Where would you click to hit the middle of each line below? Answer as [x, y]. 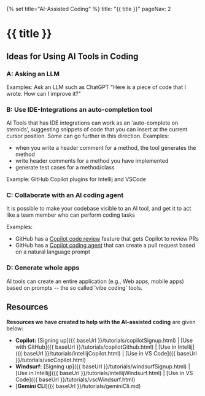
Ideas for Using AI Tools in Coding [72, 56]
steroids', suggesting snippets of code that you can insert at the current [97, 130]
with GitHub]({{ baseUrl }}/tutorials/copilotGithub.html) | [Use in [96, 347]
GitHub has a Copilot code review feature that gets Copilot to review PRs [107, 239]
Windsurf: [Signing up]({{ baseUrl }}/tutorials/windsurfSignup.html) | [102, 366]
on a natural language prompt [53, 252]
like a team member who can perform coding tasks [71, 215]
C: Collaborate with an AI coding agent [65, 195]
